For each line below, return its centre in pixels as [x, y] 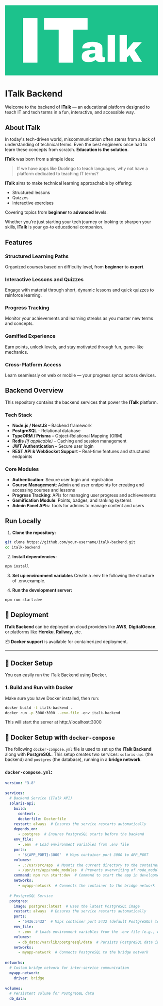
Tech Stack [19, 415]
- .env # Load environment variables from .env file [73, 845]
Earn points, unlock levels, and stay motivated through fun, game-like [74, 347]
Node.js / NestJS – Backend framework [52, 426]
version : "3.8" [20, 783]
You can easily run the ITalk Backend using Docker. [56, 675]
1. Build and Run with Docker [39, 687]
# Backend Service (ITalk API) [41, 798]
